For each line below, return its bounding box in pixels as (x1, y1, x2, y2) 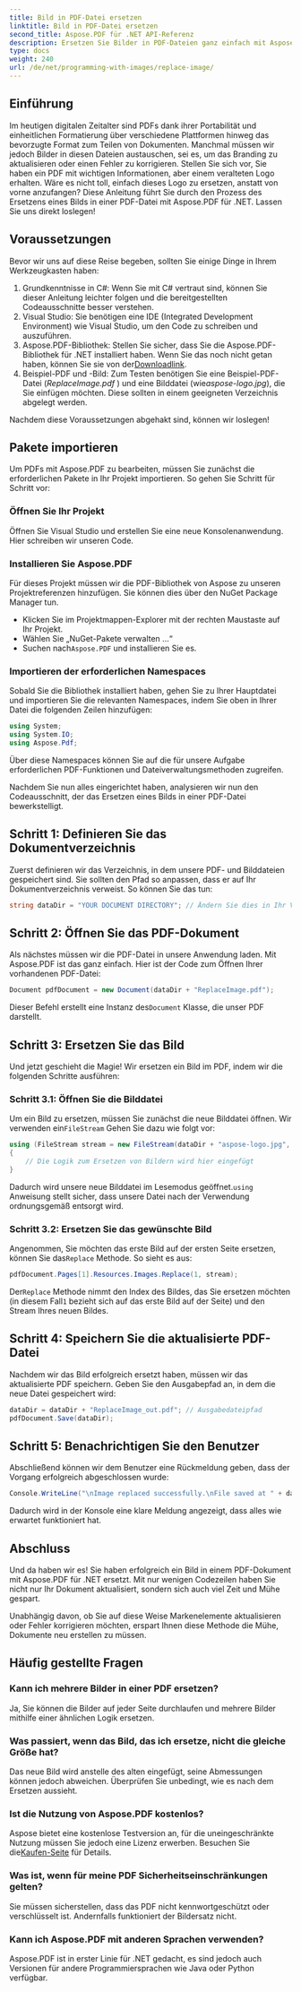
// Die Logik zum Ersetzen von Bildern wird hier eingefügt (25, 1157, 254, 1166)
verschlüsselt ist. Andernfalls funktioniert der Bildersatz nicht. (9, 1910, 237, 1921)
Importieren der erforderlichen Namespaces (9, 665, 206, 677)
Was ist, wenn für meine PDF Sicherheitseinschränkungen (9, 1869, 269, 1882)
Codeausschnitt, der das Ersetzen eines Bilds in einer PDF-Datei (9, 790, 246, 802)
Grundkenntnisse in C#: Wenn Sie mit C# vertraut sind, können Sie (21, 282, 268, 293)
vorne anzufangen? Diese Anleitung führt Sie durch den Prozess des (9, 186, 262, 197)
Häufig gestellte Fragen (9, 1655, 143, 1671)
